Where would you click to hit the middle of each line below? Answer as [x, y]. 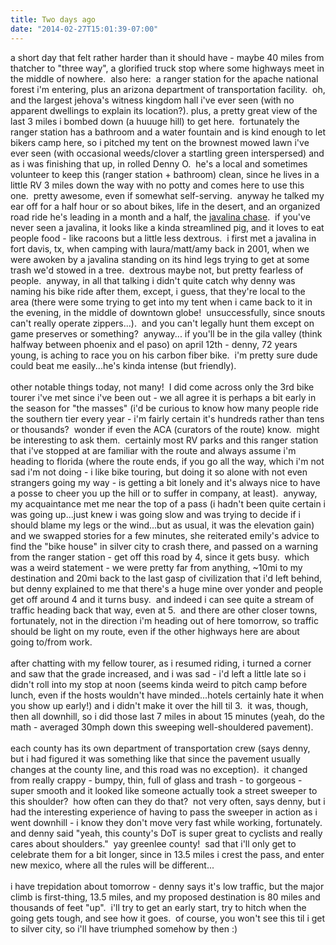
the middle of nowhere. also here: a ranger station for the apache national [164, 78]
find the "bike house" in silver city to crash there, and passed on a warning [164, 546]
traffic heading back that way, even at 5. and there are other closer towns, [164, 610]
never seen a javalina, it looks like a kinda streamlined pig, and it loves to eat [167, 227]
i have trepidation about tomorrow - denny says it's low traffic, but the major [167, 886]
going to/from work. [51, 642]
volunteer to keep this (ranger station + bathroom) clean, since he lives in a [165, 174]
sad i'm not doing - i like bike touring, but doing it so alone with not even [159, 472]
